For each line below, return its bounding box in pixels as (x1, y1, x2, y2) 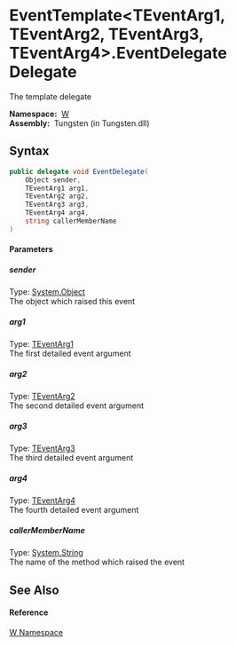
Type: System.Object (9, 287, 86, 297)
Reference (9, 607, 49, 618)
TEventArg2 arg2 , (25, 192, 90, 201)
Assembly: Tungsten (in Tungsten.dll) (9, 117, 150, 129)
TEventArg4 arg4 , (25, 209, 90, 217)
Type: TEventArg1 (9, 339, 74, 350)
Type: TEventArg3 (9, 443, 75, 453)
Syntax (9, 144, 50, 159)
